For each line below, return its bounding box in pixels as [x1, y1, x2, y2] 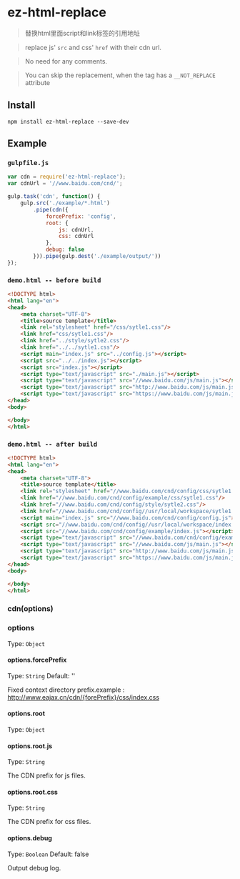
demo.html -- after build [7, 440, 98, 448]
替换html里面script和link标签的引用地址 [24, 29, 141, 37]
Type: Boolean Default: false [7, 850, 89, 858]
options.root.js [7, 741, 53, 750]
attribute [24, 78, 51, 86]
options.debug [7, 834, 52, 843]
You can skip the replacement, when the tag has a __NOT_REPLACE [24, 71, 216, 79]
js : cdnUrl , [58, 226, 94, 233]
